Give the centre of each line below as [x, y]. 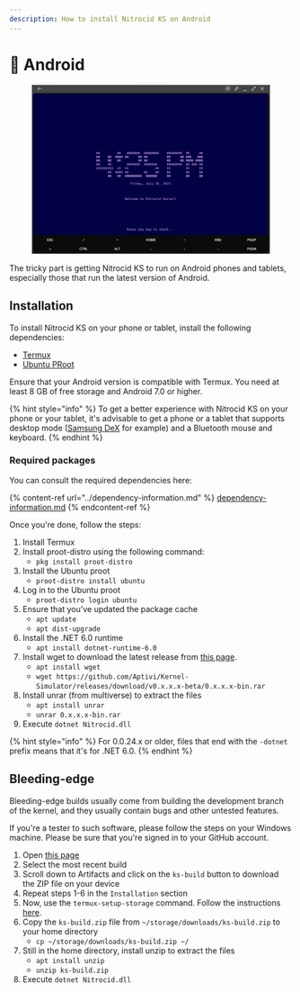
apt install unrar [70, 705]
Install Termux [49, 542]
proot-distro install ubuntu [90, 581]
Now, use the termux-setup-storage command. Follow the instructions [151, 902]
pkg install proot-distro [84, 562]
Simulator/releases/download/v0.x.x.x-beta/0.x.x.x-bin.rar [150, 686]
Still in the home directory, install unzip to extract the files [128, 951]
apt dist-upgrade [68, 629]
